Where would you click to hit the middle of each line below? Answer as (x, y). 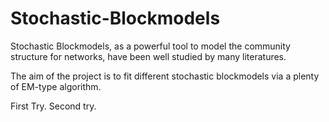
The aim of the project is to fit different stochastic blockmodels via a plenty (165, 76)
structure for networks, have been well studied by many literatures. (148, 56)
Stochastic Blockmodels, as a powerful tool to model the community (150, 46)
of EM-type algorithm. (56, 86)
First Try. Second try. (53, 106)
